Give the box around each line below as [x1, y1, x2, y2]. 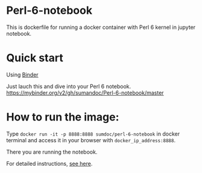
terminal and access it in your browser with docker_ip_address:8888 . [6, 136, 176, 143]
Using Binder [6, 71, 39, 78]
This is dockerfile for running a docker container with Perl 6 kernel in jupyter [6, 24, 196, 31]
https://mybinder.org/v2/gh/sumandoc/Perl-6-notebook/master [6, 89, 164, 96]
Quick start [6, 51, 63, 65]
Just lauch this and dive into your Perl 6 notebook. [6, 83, 131, 90]
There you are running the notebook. [6, 148, 98, 156]
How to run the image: [6, 110, 119, 124]
